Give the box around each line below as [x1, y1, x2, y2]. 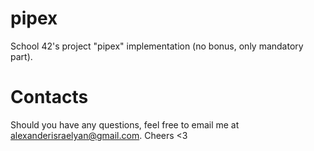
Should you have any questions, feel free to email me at [10, 118, 240, 131]
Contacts [10, 86, 89, 109]
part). [10, 50, 33, 62]
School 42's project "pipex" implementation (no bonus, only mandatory [10, 40, 304, 52]
